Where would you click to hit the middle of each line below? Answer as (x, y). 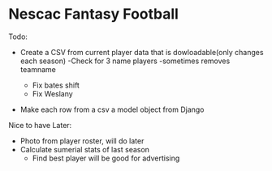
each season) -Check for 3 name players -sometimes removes (125, 61)
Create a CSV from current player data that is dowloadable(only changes (142, 52)
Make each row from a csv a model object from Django (112, 109)
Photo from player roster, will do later (82, 141)
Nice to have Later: (40, 125)
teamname (38, 69)
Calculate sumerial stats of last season (85, 149)
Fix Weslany (52, 93)
